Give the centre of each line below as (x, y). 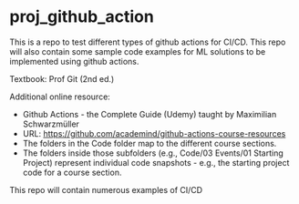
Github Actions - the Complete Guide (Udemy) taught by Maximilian (149, 114)
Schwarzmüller (51, 124)
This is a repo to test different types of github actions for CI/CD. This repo (148, 42)
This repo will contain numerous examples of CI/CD (106, 189)
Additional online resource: (60, 97)
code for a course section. (72, 172)
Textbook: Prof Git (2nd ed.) (62, 78)
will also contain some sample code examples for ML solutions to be (138, 51)
